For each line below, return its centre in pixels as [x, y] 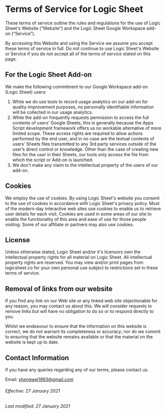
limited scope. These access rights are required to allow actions [77, 133]
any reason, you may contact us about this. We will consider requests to [79, 306]
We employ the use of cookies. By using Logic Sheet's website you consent [83, 198]
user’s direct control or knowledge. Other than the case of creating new [85, 149]
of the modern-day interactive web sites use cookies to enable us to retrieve [83, 208]
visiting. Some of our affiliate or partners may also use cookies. [70, 224]
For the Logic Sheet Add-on [49, 75]
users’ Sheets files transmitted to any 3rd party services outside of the [84, 144]
